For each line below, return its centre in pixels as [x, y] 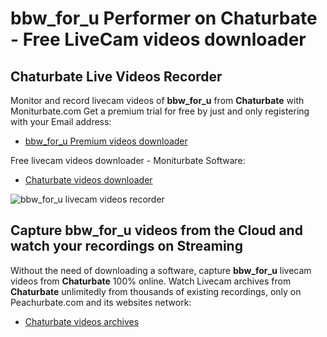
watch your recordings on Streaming [126, 246]
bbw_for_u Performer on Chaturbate [164, 18]
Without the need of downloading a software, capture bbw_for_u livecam [161, 270]
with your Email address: [61, 121]
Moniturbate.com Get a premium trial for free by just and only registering [160, 111]
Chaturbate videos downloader [88, 180]
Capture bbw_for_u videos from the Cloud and [156, 230]
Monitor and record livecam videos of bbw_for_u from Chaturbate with [157, 100]
